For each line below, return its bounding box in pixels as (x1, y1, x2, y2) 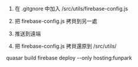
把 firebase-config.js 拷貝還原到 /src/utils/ (14, 43, 117, 49)
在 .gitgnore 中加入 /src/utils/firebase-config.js (14, 5, 129, 12)
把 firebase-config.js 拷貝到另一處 (14, 18, 97, 25)
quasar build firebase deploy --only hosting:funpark (6, 55, 132, 61)
